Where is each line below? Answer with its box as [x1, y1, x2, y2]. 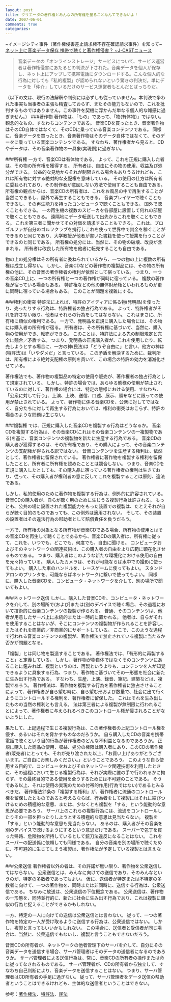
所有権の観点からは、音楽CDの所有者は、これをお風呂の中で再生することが [5, 188, 164, 194]
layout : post [5, 7, 33, 13]
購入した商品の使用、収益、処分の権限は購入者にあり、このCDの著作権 [14, 744, 163, 750]
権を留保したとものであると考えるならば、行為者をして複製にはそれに [5, 795, 153, 801]
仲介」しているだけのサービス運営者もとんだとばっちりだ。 [35, 84, 160, 90]
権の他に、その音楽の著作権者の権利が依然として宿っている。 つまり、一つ [5, 269, 162, 275]
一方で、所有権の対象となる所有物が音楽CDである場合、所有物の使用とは [5, 527, 159, 533]
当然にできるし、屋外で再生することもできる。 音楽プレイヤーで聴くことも [5, 195, 162, 201]
